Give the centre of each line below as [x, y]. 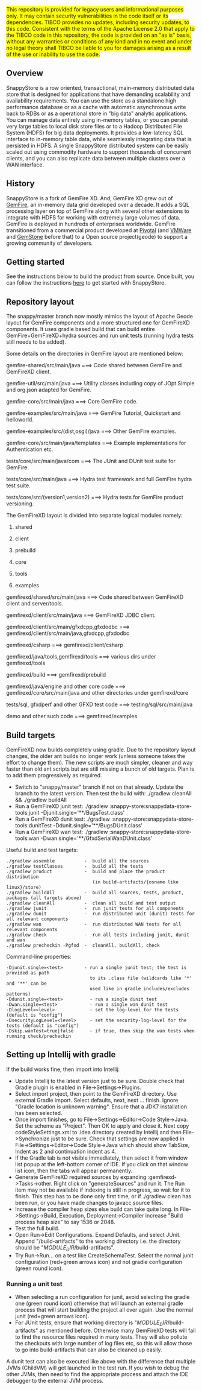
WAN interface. [25, 165]
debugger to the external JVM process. [55, 1380]
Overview [25, 73]
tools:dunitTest [33, 826]
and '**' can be [26, 984]
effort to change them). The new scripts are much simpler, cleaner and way [99, 763]
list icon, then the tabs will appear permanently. [74, 1170]
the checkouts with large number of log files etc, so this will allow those [103, 1343]
